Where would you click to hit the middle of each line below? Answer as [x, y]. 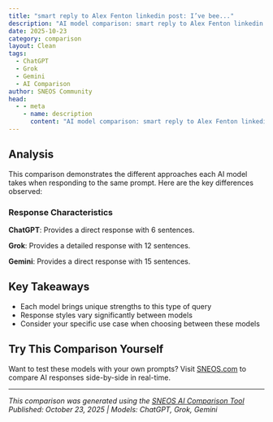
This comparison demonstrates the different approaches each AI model [128, 174]
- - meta [30, 106]
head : [17, 99]
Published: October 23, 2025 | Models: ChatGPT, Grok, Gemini [113, 409]
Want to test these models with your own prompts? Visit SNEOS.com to [127, 368]
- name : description [58, 114]
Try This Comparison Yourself [86, 349]
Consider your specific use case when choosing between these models [140, 323]
